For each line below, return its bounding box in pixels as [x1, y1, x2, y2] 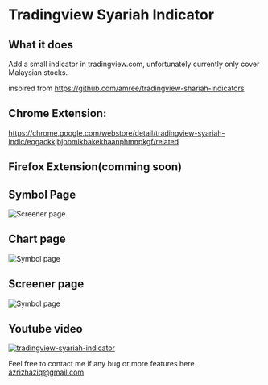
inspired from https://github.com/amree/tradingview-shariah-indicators [8, 83, 245, 93]
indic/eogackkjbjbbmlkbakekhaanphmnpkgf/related [8, 136, 179, 146]
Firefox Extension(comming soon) [8, 160, 183, 174]
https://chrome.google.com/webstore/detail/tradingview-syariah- [8, 128, 225, 138]
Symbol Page [8, 187, 76, 201]
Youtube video [8, 322, 83, 336]
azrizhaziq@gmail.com [8, 367, 85, 377]
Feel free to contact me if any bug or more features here [8, 359, 195, 369]
